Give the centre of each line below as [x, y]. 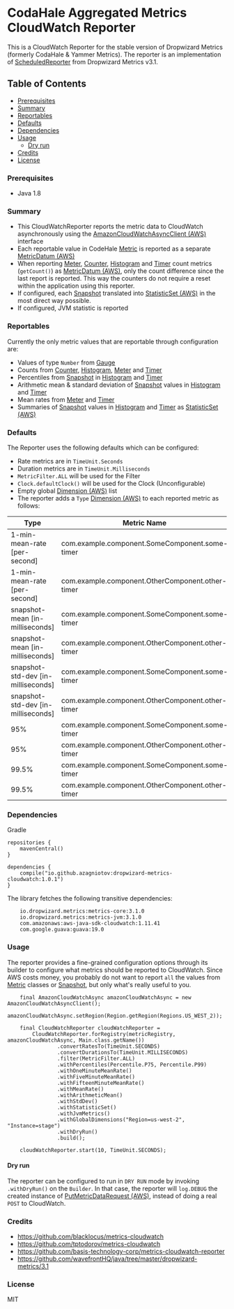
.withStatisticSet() [87, 1107]
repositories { [29, 843]
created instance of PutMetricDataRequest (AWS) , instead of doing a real [112, 1196]
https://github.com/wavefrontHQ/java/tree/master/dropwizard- [107, 1259]
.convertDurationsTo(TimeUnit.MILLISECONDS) [123, 1052]
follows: [29, 505]
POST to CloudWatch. [37, 1203]
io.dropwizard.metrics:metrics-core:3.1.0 [82, 911]
